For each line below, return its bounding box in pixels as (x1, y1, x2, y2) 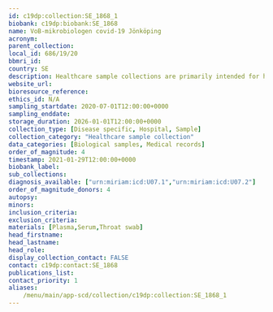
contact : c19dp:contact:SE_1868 (8, 261, 118, 269)
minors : (8, 201, 35, 209)
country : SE (8, 65, 49, 73)
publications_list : (8, 269, 75, 277)
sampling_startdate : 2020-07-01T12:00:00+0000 (8, 102, 169, 110)
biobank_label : (8, 163, 60, 171)
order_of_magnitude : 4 (8, 148, 85, 156)
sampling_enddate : (8, 110, 71, 119)
